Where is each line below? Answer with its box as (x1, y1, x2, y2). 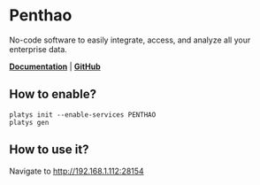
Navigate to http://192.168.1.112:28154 (9, 166, 144, 176)
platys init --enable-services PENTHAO (9, 110, 157, 119)
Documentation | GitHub (9, 61, 102, 72)
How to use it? (9, 143, 89, 158)
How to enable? (9, 87, 97, 102)
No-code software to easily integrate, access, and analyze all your (9, 35, 251, 45)
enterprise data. (9, 43, 68, 54)
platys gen (9, 118, 50, 127)
